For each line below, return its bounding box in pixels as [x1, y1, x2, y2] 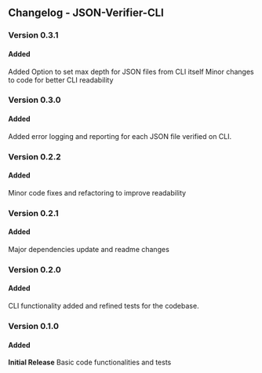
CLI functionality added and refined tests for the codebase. [8, 302, 199, 311]
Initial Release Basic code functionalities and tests [8, 357, 172, 368]
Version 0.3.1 [8, 30, 59, 41]
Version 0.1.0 [8, 320, 59, 331]
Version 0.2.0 [8, 264, 61, 275]
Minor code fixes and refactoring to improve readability [8, 188, 187, 197]
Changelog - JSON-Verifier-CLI [8, 6, 165, 20]
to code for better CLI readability [8, 75, 114, 85]
